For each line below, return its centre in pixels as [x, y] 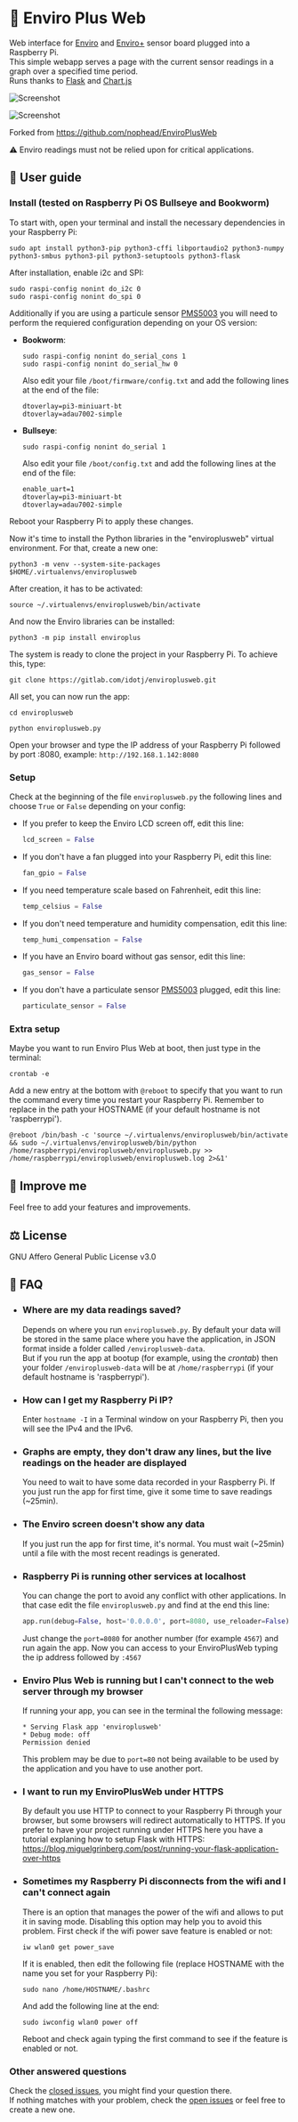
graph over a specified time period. [74, 71]
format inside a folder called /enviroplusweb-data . [114, 1349]
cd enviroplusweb [41, 713]
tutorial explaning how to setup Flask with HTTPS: [113, 1839]
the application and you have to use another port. [112, 1769]
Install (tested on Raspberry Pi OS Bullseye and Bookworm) [139, 203]
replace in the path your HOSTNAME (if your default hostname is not [135, 1110]
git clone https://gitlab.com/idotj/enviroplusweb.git [113, 680]
